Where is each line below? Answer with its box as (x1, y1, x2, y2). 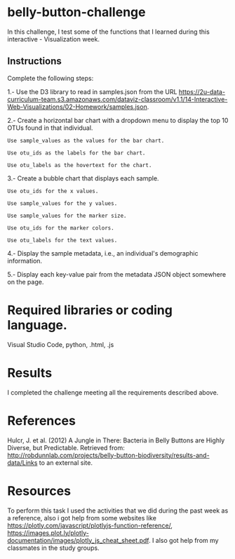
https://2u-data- (178, 87, 226, 96)
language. (7, 317, 68, 333)
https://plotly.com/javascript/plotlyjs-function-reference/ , (7, 521, 173, 530)
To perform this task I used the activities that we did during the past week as (7, 506, 229, 515)
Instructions (7, 55, 62, 67)
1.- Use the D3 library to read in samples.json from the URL (7, 87, 177, 96)
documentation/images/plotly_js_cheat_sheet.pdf (7, 536, 149, 544)
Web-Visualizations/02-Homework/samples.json (7, 103, 147, 111)
